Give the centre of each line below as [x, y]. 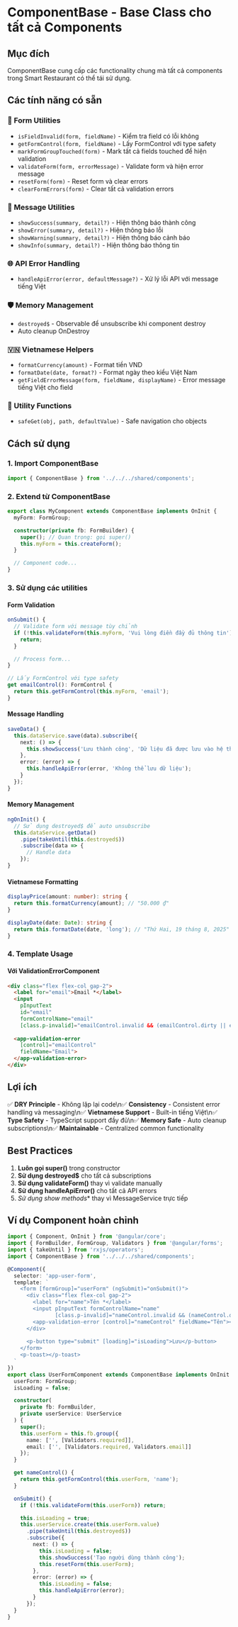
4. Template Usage [40, 954]
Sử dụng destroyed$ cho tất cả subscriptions [84, 1175]
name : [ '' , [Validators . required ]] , [80, 1440]
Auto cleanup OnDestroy [53, 331]
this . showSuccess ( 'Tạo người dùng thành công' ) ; [112, 1558]
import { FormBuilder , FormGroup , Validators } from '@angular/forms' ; [115, 1243]
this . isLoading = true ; [55, 1518]
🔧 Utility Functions [40, 406]
